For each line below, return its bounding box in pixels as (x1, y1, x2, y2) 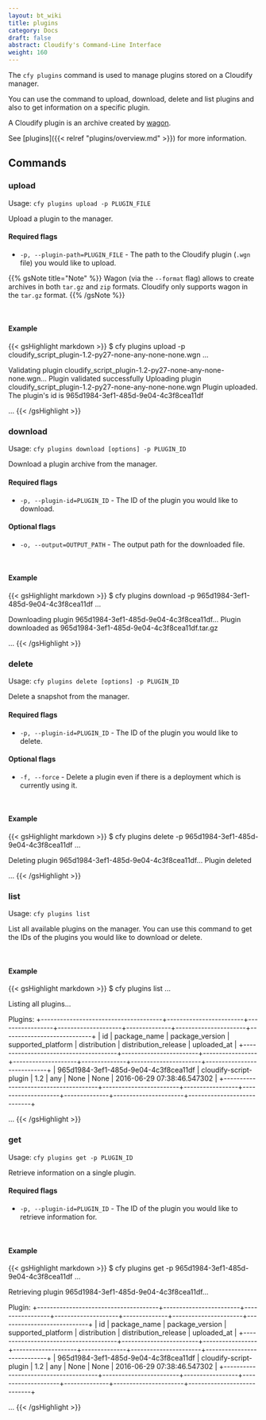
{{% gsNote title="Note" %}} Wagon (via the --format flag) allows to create (8, 273, 255, 283)
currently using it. (19, 780, 78, 790)
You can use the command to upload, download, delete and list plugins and (8, 95, 254, 103)
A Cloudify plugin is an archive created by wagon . (8, 118, 172, 127)
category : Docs (8, 26, 59, 34)
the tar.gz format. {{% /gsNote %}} (8, 290, 125, 300)
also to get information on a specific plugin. (8, 103, 150, 112)
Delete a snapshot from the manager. (8, 692, 130, 702)
